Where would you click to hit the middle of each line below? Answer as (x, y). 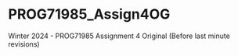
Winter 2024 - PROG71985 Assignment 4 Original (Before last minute (119, 36)
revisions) (24, 44)
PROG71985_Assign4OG (89, 14)
